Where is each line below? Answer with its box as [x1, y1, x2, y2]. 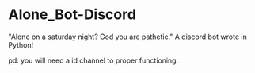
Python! [8, 40, 34, 49]
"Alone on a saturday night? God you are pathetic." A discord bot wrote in [8, 32, 247, 41]
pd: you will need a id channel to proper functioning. [8, 56, 179, 65]
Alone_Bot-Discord [8, 6, 137, 24]
